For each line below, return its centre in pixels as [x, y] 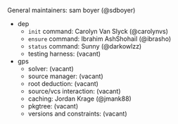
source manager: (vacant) [65, 76]
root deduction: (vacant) [63, 83]
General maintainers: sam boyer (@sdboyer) [71, 10]
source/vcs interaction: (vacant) [74, 91]
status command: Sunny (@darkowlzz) [85, 46]
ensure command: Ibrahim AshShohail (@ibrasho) [99, 39]
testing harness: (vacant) [64, 54]
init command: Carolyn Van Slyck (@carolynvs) [98, 31]
